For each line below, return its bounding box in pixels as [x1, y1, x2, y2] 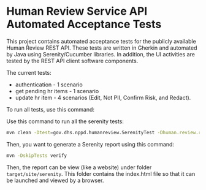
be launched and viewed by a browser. [6, 177, 104, 184]
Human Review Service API [6, 4, 148, 18]
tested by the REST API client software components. [6, 57, 139, 64]
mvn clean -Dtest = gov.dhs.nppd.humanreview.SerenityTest [6, 129, 155, 135]
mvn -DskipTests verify [6, 152, 67, 159]
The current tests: [6, 69, 52, 76]
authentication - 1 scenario [15, 81, 83, 88]
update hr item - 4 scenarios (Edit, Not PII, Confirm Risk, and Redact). [15, 94, 191, 101]
